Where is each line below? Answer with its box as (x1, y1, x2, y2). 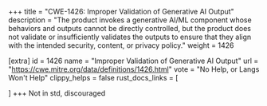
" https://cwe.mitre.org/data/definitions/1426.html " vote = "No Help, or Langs (8, 65, 260, 74)
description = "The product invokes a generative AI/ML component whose (8, 15, 253, 25)
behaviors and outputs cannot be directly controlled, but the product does (8, 24, 251, 33)
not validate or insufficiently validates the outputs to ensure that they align (8, 32, 252, 41)
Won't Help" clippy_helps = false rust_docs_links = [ (8, 73, 179, 82)
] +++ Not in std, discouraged (8, 88, 106, 98)
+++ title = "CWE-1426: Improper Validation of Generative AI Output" (8, 7, 235, 16)
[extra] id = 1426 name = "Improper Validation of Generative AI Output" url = (8, 56, 259, 65)
